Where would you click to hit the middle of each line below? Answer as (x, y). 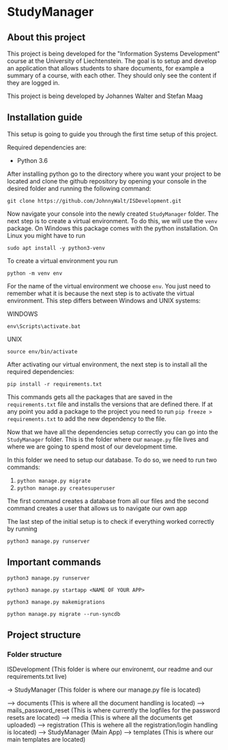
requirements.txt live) (37, 677)
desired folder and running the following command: (79, 188)
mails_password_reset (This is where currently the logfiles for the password (114, 710)
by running (22, 529)
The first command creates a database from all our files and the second (108, 501)
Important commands (54, 562)
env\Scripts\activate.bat (44, 326)
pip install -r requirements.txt (55, 384)
